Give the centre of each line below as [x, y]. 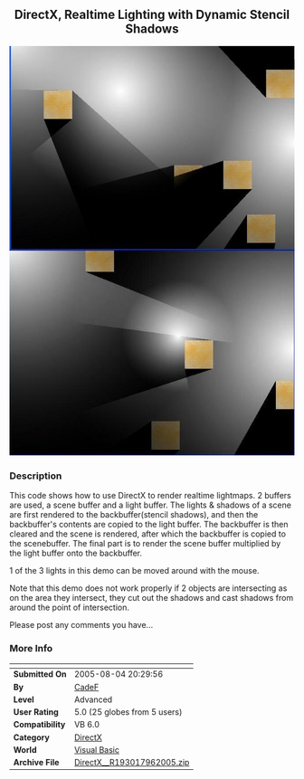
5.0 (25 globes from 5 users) [128, 712]
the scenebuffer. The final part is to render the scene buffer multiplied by [145, 544]
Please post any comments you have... [81, 625]
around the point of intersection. [69, 608]
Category [31, 737]
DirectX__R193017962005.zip [132, 763]
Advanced [93, 699]
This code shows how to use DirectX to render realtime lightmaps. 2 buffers [150, 496]
